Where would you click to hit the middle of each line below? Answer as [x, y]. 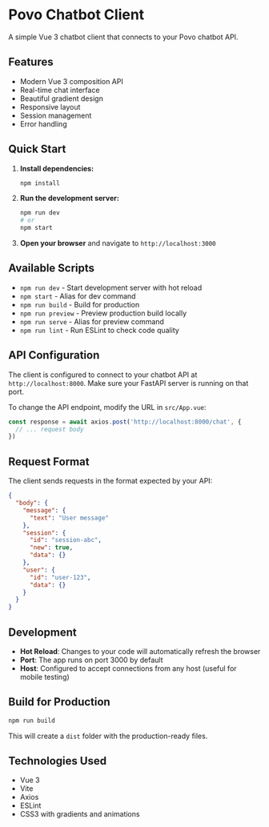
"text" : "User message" [69, 518]
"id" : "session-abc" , [66, 540]
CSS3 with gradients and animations [80, 814]
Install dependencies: [57, 168]
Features [31, 62]
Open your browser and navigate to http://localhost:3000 [118, 243]
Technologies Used [57, 761]
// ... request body [50, 429]
